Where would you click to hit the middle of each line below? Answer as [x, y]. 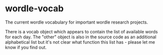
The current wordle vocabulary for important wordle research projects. [77, 22]
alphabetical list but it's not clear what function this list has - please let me [80, 42]
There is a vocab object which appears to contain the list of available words [81, 31]
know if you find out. [26, 47]
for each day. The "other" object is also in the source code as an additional [81, 37]
